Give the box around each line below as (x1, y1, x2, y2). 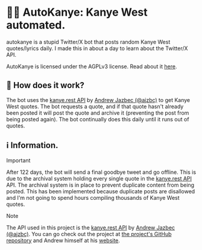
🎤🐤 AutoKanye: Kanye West (6, 5, 148, 19)
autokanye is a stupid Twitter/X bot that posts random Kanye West (6, 38, 171, 45)
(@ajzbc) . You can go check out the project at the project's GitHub (6, 230, 172, 237)
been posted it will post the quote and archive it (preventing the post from (6, 109, 189, 117)
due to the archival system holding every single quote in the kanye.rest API (6, 175, 192, 182)
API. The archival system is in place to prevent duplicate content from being (6, 181, 195, 188)
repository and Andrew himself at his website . (6, 237, 121, 244)
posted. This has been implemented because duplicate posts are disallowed (6, 187, 195, 195)
